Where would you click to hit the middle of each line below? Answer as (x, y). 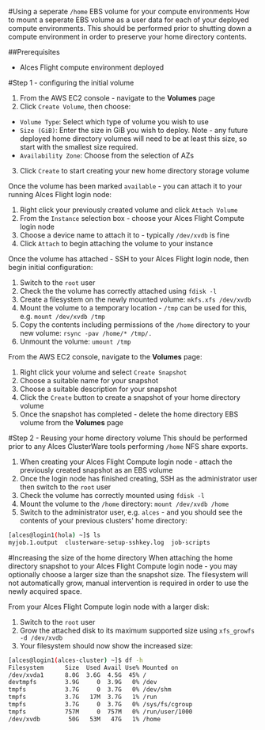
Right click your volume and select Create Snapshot (103, 372)
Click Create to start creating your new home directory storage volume (134, 171)
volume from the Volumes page (72, 422)
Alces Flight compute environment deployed (92, 67)
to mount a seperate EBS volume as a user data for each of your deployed (129, 20)
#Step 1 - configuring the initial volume (71, 83)
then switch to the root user (65, 487)
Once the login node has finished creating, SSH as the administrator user (138, 479)
